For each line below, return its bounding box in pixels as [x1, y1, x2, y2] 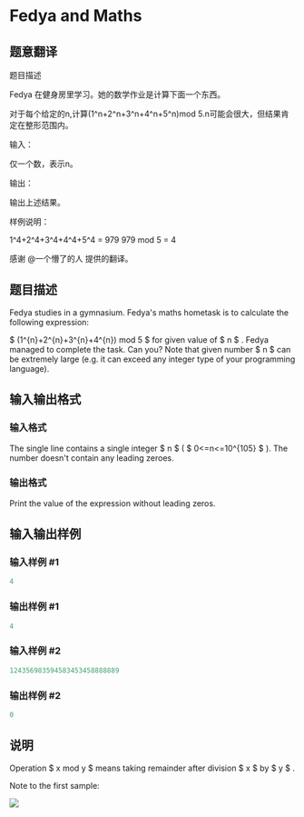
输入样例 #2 [9, 644, 62, 657]
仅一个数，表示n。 [9, 158, 79, 169]
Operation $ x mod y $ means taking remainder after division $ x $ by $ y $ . [9, 762, 296, 773]
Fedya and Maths [9, 5, 142, 26]
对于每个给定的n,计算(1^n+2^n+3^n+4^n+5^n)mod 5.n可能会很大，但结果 [9, 108, 281, 119]
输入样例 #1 [9, 556, 59, 569]
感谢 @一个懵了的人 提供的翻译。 [9, 254, 133, 264]
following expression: [9, 316, 89, 327]
